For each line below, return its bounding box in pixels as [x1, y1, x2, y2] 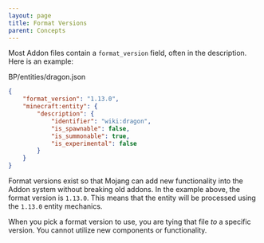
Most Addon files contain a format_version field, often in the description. [8, 49, 247, 58]
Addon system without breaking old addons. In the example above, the [8, 185, 241, 194]
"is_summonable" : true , [50, 132, 130, 140]
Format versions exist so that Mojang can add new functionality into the [8, 176, 243, 186]
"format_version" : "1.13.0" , [22, 95, 120, 104]
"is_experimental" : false [50, 139, 137, 147]
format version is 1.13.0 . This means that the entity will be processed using [8, 193, 257, 202]
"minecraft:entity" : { [22, 103, 98, 111]
